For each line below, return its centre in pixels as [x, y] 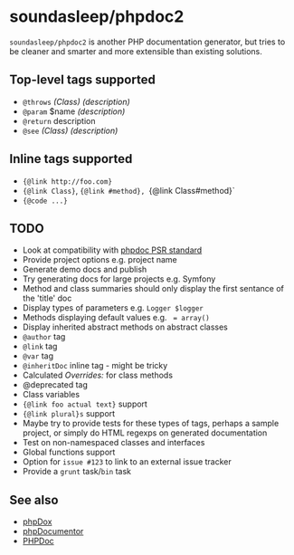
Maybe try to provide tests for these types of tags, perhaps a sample [151, 424]
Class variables [51, 395]
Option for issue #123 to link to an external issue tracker [127, 462]
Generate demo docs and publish [85, 270]
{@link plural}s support [69, 414]
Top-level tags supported [82, 80]
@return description [59, 120]
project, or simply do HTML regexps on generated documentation [145, 433]
